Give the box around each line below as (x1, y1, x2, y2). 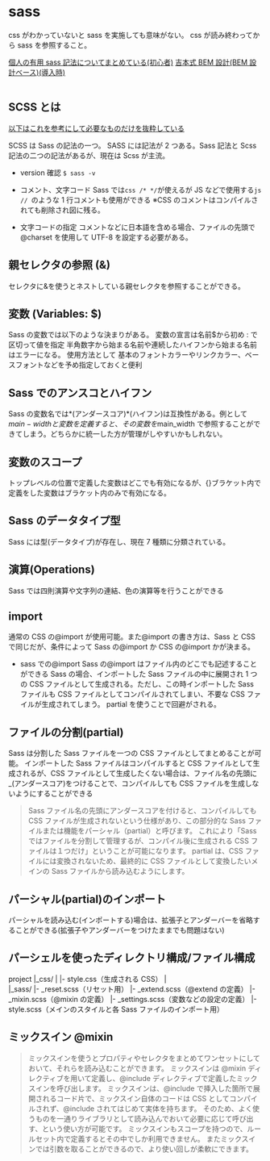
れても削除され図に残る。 (19, 205, 105, 215)
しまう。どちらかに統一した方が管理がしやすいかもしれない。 (22, 429, 227, 439)
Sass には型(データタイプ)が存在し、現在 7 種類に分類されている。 (8, 537, 231, 546)
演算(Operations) (8, 563, 95, 577)
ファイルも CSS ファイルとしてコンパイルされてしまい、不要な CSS (19, 689, 246, 700)
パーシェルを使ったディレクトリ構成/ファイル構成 (8, 951, 255, 965)
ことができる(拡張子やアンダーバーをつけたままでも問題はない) (15, 925, 225, 935)
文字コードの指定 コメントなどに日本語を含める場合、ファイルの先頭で (19, 222, 255, 232)
